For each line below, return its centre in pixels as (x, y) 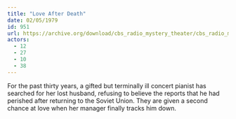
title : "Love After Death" (47, 14)
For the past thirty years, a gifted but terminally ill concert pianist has (107, 85)
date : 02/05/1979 (33, 20)
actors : (19, 40)
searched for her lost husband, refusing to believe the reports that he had (113, 93)
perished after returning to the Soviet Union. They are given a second (108, 100)
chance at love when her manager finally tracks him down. (92, 108)
